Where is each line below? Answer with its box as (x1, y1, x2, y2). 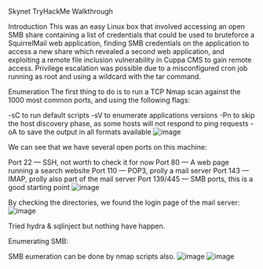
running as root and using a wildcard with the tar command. (8, 72, 202, 81)
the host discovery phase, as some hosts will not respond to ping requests (8, 119, 249, 128)
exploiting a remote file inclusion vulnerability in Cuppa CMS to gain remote (8, 55, 252, 64)
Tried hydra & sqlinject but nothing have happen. (8, 221, 166, 231)
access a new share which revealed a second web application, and (8, 47, 225, 56)
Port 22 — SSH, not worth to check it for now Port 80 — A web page (8, 158, 229, 167)
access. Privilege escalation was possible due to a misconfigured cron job (8, 64, 248, 73)
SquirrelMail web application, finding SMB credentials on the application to (8, 38, 250, 48)
